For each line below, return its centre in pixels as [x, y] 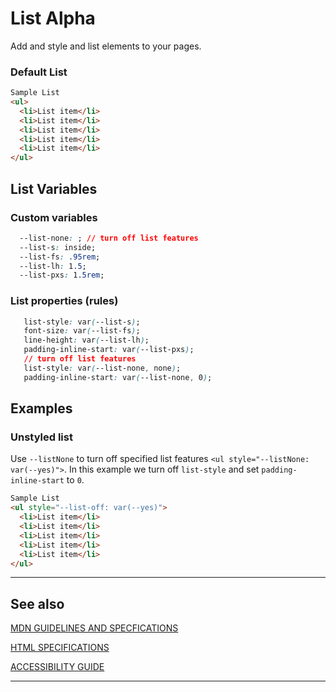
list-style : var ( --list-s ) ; [82, 322]
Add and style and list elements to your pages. [106, 46]
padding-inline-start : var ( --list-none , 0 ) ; [118, 377]
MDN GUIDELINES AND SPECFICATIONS [94, 628]
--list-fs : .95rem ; [60, 257]
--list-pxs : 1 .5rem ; [62, 275]
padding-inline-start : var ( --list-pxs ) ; [109, 350]
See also [37, 603]
